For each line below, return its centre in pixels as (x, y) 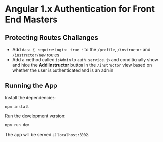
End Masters (31, 19)
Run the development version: (35, 116)
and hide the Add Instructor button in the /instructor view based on (82, 65)
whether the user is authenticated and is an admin (63, 70)
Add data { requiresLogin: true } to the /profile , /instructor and (81, 49)
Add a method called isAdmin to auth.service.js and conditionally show (85, 60)
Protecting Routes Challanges (52, 38)
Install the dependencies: (31, 97)
